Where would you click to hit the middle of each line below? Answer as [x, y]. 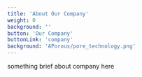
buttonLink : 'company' [40, 40]
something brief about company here [61, 66]
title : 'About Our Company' [48, 14]
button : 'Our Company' [40, 33]
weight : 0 [22, 20]
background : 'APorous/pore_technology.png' [72, 46]
